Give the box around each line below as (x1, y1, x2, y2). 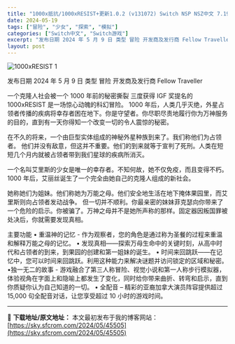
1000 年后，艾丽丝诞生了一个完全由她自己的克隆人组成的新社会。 (7, 174, 195, 183)
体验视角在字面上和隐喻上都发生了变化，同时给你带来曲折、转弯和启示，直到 (7, 274, 228, 282)
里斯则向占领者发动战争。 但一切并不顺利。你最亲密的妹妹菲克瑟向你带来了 (7, 198, 224, 206)
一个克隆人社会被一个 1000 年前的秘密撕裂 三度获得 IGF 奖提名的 (7, 92, 194, 100)
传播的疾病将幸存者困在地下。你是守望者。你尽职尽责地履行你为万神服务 (19, 110, 228, 117)
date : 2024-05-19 (7, 17, 58, 24)
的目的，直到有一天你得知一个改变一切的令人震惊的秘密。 (7, 118, 173, 126)
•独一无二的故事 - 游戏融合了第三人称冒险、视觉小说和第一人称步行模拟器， (7, 265, 226, 274)
